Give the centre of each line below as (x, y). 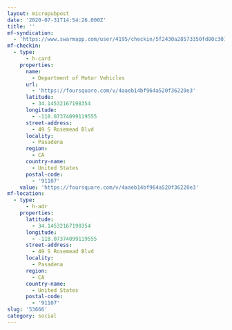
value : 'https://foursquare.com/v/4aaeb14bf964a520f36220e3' (109, 187)
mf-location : (26, 194)
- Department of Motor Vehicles (79, 78)
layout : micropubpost (38, 13)
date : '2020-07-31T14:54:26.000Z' (57, 20)
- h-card (38, 59)
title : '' (21, 26)
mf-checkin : (24, 46)
